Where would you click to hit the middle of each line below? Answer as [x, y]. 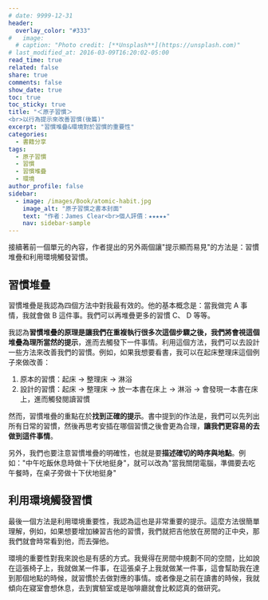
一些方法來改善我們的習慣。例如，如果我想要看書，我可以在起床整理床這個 [130, 352]
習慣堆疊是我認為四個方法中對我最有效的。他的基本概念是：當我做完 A [124, 305]
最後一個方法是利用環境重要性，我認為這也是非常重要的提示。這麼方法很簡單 [134, 521]
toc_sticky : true [37, 105]
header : [21, 23]
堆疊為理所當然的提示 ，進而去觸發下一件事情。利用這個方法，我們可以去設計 [134, 342]
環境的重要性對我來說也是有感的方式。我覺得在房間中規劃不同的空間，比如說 [134, 558]
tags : [17, 149]
